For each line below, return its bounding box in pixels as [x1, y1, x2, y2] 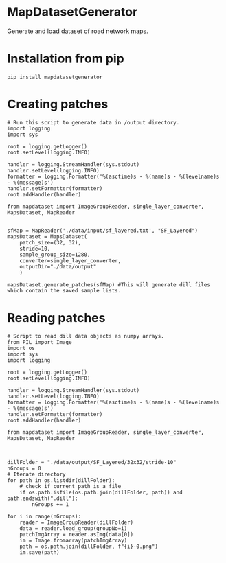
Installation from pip [7, 51, 125, 67]
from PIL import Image [7, 338, 72, 345]
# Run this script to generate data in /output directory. [7, 119, 180, 126]
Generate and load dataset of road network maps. [7, 27, 149, 35]
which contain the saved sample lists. [7, 287, 122, 294]
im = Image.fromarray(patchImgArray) [19, 537, 128, 544]
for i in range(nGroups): [7, 513, 81, 520]
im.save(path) [19, 549, 60, 556]
